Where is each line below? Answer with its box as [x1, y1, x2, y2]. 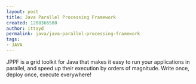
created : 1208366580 [6, 20, 58, 26]
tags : [6, 36, 20, 42]
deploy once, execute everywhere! [6, 71, 91, 78]
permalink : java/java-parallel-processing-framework [6, 31, 140, 37]
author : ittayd [6, 25, 44, 32]
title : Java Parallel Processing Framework [6, 14, 117, 20]
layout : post [6, 8, 39, 15]
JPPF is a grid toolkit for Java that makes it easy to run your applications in [6, 58, 190, 66]
